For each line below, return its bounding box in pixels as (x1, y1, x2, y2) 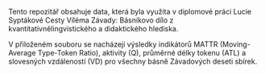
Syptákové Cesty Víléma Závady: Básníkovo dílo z (8, 15, 174, 25)
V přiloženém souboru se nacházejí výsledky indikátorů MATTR (8, 39, 218, 49)
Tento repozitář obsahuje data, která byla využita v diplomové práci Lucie (8, 7, 252, 16)
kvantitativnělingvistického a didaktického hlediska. (8, 24, 179, 33)
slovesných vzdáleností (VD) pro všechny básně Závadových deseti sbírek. (8, 56, 258, 66)
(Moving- (219, 39, 251, 49)
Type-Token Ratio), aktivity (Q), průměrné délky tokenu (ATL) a (37, 48, 246, 57)
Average (8, 48, 36, 57)
